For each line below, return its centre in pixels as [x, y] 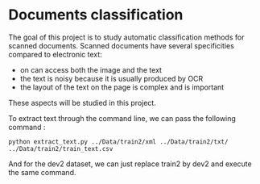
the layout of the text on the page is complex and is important [122, 87]
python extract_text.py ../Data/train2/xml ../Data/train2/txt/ [118, 142]
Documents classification [96, 15]
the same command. [42, 172]
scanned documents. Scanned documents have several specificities [122, 45]
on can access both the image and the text [91, 69]
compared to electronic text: [55, 54]
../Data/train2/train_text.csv [61, 148]
